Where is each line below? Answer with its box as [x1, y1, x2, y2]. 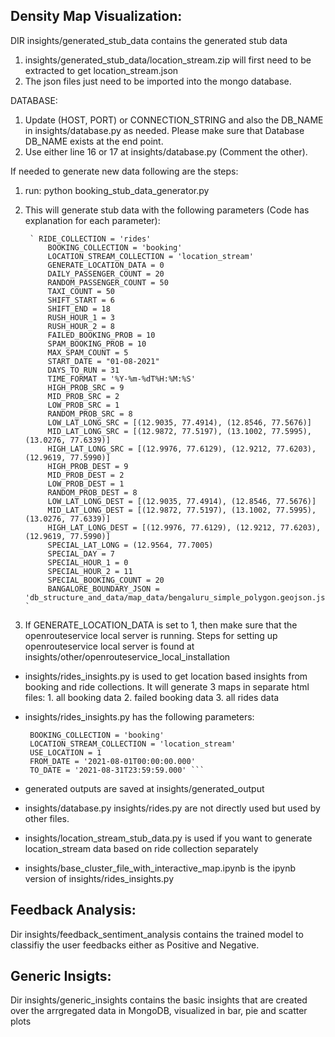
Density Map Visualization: [10, 8, 183, 25]
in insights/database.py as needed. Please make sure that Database [24, 124, 305, 136]
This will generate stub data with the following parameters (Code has [24, 204, 310, 216]
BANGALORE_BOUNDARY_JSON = [47, 584, 160, 594]
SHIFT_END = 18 [47, 304, 111, 314]
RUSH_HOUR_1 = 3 [47, 312, 115, 323]
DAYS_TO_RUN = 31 [47, 365, 120, 375]
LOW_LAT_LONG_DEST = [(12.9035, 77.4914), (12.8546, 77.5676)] [47, 496, 317, 506]
